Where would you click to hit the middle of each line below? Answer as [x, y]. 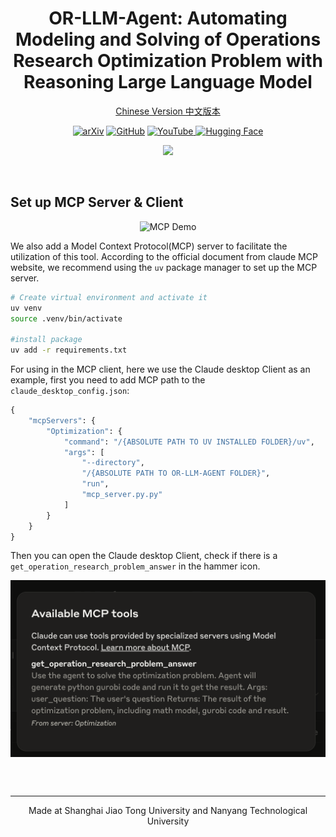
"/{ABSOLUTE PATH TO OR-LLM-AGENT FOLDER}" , [176, 473]
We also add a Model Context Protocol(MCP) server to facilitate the [149, 246]
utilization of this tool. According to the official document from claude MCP [164, 256]
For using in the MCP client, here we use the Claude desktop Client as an [160, 369]
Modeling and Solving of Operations [168, 39]
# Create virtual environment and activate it [109, 297]
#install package [46, 340]
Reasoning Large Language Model [168, 82]
